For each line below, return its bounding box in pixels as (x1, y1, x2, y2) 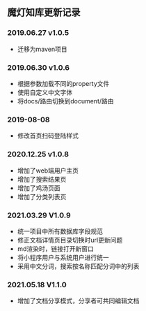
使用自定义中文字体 (17, 88, 73, 96)
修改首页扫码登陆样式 (17, 131, 79, 140)
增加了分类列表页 (17, 192, 67, 201)
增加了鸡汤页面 (17, 184, 60, 192)
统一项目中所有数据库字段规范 (17, 226, 103, 236)
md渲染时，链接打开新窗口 (17, 244, 94, 253)
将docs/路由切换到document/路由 (17, 96, 114, 105)
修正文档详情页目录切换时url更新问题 (17, 236, 123, 244)
